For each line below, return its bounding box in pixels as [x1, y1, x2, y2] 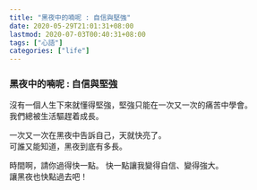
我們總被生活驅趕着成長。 [9, 111, 104, 122]
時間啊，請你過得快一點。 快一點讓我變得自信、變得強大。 [9, 160, 224, 171]
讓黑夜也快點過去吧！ [9, 171, 88, 182]
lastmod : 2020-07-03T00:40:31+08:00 [9, 30, 146, 39]
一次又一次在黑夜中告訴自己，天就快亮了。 [9, 130, 167, 141]
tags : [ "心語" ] [9, 38, 64, 47]
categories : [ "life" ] [9, 47, 90, 56]
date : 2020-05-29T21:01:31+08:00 [9, 22, 134, 30]
